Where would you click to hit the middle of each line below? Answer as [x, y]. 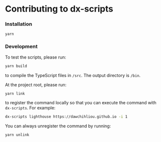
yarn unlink [17, 135]
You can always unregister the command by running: [58, 126]
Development [21, 47]
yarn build [16, 66]
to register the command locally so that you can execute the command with [81, 103]
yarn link [15, 94]
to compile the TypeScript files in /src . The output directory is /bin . [73, 75]
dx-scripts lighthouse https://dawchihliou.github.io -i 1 [66, 117]
